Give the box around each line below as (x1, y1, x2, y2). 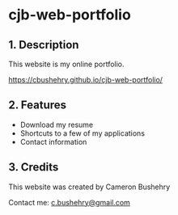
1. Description (8, 38, 79, 52)
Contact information (19, 137, 87, 146)
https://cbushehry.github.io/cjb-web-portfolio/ (8, 75, 163, 84)
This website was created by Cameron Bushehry (8, 182, 171, 192)
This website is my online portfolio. (8, 59, 125, 69)
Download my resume (19, 120, 94, 129)
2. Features (8, 99, 67, 112)
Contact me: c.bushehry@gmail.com (8, 197, 131, 207)
